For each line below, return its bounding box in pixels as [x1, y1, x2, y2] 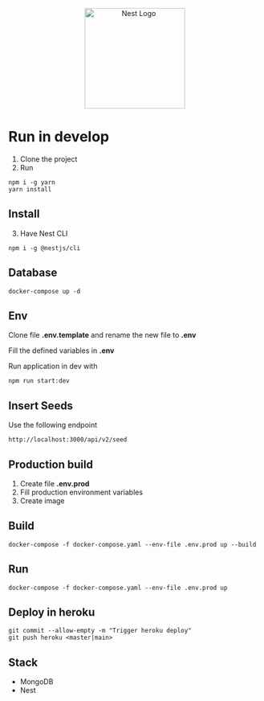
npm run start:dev [8, 377, 70, 385]
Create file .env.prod [19, 479, 90, 488]
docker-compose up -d [8, 287, 81, 295]
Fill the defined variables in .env [8, 346, 115, 355]
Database [8, 266, 58, 280]
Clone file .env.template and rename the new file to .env [8, 330, 197, 340]
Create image [19, 496, 66, 506]
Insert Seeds [8, 399, 74, 412]
